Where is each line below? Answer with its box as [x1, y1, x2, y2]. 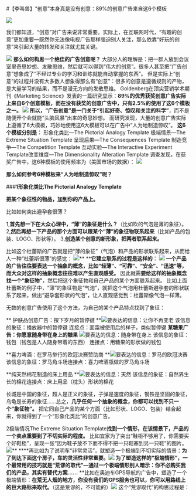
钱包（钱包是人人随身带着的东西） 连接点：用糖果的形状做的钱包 [6, 339, 161, 345]
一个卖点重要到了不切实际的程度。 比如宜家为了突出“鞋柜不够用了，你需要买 [6, 433, 190, 439]
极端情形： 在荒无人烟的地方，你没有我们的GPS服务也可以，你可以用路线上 [6, 477, 186, 483]
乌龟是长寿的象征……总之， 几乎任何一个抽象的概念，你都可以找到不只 [6, 398, 174, 405]
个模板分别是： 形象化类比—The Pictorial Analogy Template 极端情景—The [6, 129, 186, 136]
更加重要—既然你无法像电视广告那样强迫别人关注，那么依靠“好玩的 [13, 36, 175, 43]
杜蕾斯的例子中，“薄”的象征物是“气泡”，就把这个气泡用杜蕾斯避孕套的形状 [6, 284, 184, 291]
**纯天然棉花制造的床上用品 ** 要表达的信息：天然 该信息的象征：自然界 [6, 371, 184, 378]
